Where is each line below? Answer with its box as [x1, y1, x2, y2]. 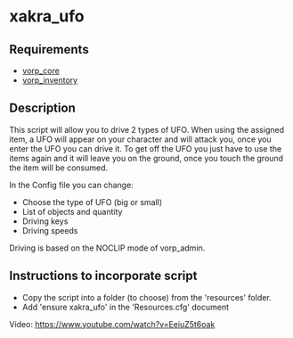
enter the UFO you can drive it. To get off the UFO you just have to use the [9, 143, 282, 153]
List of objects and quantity [21, 206, 123, 217]
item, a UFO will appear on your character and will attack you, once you [9, 134, 272, 144]
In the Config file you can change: [9, 179, 134, 190]
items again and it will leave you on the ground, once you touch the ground [9, 153, 283, 163]
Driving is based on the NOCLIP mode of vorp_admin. [9, 243, 206, 253]
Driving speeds [21, 225, 78, 235]
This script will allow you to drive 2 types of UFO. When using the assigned [9, 124, 285, 135]
